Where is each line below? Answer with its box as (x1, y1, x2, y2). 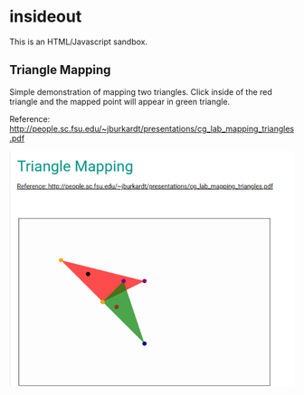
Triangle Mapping (9, 62, 111, 78)
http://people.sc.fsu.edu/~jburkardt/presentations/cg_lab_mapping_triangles (9, 123, 295, 134)
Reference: (9, 113, 51, 124)
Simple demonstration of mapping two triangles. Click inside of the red (9, 86, 273, 97)
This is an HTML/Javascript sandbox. (9, 36, 148, 47)
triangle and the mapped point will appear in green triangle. (9, 96, 231, 107)
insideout (9, 6, 82, 27)
